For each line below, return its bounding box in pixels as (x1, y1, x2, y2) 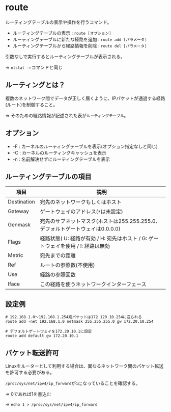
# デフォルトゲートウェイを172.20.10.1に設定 (5, 329, 92, 334)
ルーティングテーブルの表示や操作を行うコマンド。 (5, 19, 112, 25)
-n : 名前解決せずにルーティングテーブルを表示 (12, 156, 110, 162)
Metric (8, 252, 24, 259)
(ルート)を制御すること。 (5, 101, 58, 108)
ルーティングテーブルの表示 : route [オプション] (12, 30, 111, 36)
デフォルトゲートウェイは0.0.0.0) (40, 225, 121, 233)
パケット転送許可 (5, 348, 59, 357)
